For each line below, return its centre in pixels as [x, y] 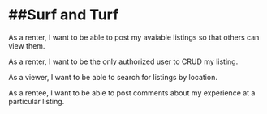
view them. [27, 45]
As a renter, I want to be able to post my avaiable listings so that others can [134, 37]
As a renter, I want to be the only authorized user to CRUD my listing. [123, 61]
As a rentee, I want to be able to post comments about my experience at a [132, 93]
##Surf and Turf [64, 15]
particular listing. [37, 101]
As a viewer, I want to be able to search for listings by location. [113, 77]
